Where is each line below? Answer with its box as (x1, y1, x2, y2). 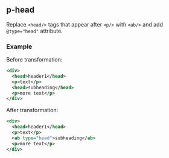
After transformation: (6, 107, 59, 114)
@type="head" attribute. (6, 27, 63, 34)
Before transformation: (6, 56, 63, 63)
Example (6, 42, 33, 51)
